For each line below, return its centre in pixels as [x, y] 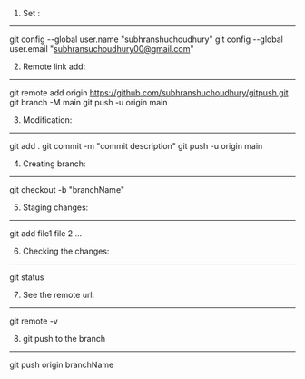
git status [27, 277]
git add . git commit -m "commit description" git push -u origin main [136, 146]
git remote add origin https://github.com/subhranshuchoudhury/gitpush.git [149, 93]
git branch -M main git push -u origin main [89, 102]
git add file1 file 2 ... [46, 234]
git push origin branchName [62, 364]
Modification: [47, 120]
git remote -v [34, 321]
